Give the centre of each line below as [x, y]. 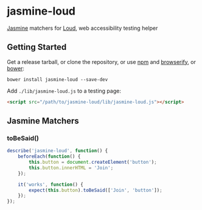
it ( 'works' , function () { [51, 184]
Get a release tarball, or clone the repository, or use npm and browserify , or [102, 61]
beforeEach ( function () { [49, 156]
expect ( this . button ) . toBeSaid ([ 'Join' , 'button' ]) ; [96, 190]
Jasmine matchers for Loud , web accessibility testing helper [82, 28]
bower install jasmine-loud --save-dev [57, 79]
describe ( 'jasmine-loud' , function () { [57, 151]
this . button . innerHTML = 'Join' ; [71, 168]
